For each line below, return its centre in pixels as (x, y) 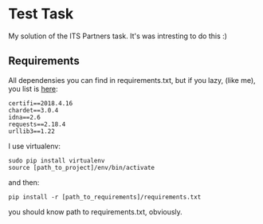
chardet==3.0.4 (33, 110)
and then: (24, 182)
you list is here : (33, 88)
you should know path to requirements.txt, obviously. (96, 211)
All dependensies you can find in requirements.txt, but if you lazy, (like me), (132, 80)
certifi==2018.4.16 (41, 103)
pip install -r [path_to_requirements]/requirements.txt (105, 197)
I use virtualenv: (35, 146)
